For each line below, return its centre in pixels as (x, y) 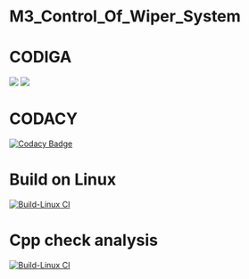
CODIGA (41, 57)
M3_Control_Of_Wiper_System (125, 16)
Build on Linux (63, 180)
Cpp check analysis (84, 240)
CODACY (44, 119)
